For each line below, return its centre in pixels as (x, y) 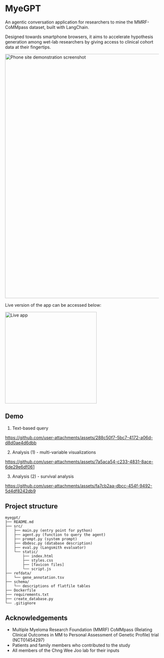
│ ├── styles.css (29, 560)
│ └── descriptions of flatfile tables (48, 586)
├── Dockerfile (20, 590)
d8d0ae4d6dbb (21, 443)
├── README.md (20, 522)
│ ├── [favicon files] (35, 565)
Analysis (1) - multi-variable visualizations (54, 452)
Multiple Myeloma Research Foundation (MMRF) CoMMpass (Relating (82, 630)
